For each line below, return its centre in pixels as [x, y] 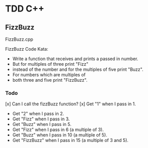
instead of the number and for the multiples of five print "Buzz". [78, 69]
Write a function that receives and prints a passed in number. [75, 59]
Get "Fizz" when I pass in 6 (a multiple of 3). [58, 130]
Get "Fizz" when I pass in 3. [41, 119]
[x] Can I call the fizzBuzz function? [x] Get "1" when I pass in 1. [70, 104]
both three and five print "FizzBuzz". [50, 80]
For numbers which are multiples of [49, 75]
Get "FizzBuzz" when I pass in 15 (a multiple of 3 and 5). [70, 140]
